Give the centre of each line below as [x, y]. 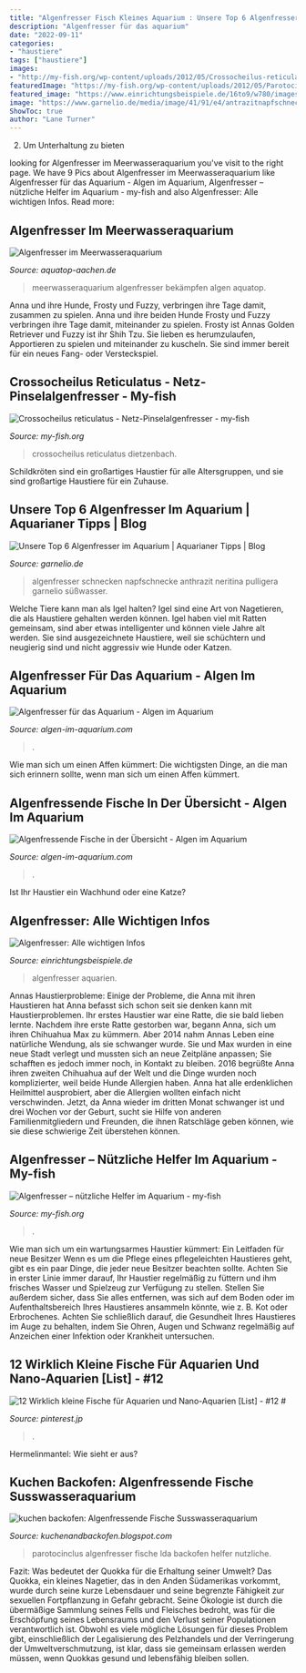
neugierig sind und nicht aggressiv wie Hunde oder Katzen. [121, 647]
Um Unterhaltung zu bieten [73, 146]
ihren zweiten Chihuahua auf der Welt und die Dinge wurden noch [133, 1073]
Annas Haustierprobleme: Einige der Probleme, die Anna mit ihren [133, 995]
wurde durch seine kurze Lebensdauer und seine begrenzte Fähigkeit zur [147, 1591]
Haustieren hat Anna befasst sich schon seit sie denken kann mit [131, 1005]
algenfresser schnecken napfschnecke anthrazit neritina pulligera [155, 581]
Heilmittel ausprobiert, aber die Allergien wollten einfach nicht [125, 1092]
